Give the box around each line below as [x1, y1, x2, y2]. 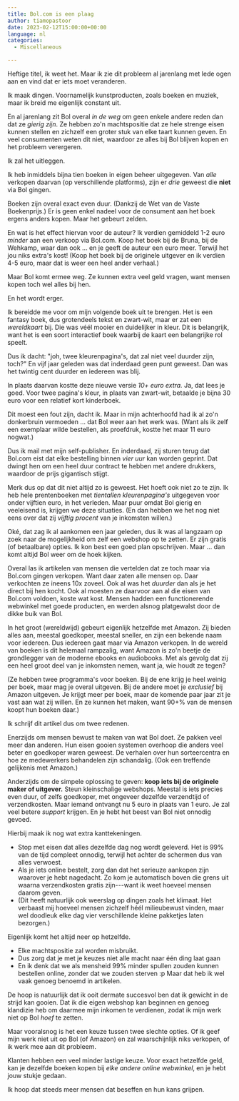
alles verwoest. [17, 858, 63, 866]
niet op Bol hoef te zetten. [7, 1013, 83, 1022]
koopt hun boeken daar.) [7, 705, 80, 714]
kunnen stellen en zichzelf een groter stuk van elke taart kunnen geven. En [7, 128, 227, 136]
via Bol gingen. [7, 186, 51, 193]
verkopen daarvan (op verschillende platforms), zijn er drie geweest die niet [7, 178, 231, 186]
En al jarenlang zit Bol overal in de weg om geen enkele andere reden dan [7, 112, 223, 121]
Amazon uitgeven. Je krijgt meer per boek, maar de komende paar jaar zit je [7, 690, 231, 698]
